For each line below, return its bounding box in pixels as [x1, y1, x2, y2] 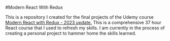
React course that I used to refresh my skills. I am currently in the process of [5, 25, 165, 31]
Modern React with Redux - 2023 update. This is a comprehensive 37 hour [5, 20, 161, 25]
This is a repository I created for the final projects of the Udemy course [5, 14, 154, 20]
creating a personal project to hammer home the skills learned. [5, 30, 137, 36]
